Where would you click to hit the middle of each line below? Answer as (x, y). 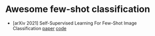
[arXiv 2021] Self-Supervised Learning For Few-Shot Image (75, 23)
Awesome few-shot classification (78, 9)
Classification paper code (40, 28)
